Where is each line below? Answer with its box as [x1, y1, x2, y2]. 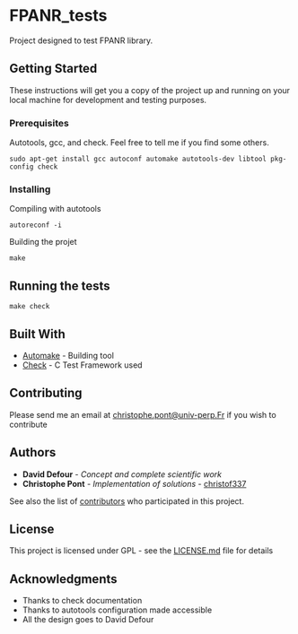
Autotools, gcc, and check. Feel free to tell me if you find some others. [9, 137, 269, 148]
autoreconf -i [9, 221, 63, 230]
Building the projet [9, 237, 78, 248]
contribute [9, 419, 48, 430]
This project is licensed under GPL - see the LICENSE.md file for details [9, 545, 274, 556]
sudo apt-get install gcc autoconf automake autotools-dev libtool [9, 154, 267, 164]
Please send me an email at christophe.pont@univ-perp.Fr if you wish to [9, 409, 276, 420]
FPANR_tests [9, 5, 108, 26]
